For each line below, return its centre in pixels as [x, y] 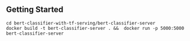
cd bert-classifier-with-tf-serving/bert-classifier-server [81, 23]
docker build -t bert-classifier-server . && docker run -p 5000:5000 [95, 28]
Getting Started [35, 10]
